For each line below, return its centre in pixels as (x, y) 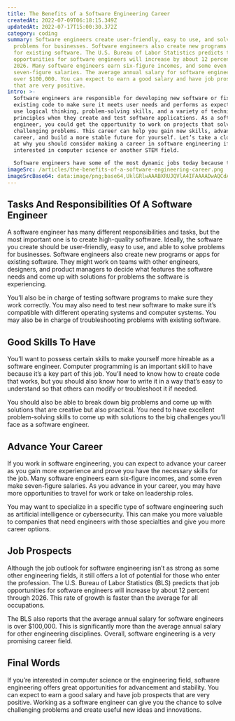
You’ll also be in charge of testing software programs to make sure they (110, 297)
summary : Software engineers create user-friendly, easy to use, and (111, 40)
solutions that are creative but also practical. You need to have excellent (111, 409)
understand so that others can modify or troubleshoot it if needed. (102, 388)
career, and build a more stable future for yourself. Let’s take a (115, 137)
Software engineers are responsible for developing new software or (115, 99)
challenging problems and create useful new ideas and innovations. (105, 709)
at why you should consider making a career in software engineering (117, 144)
